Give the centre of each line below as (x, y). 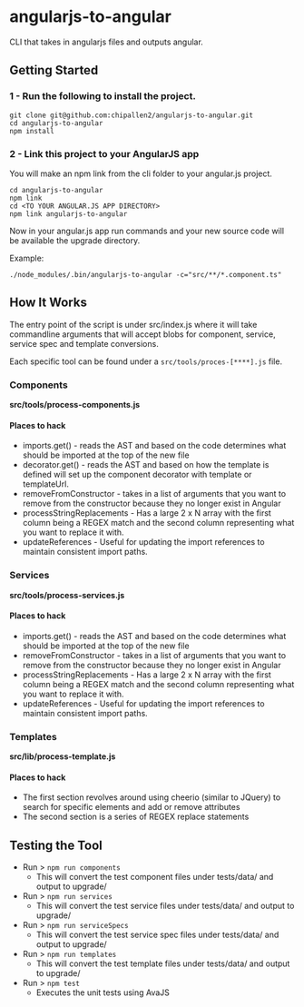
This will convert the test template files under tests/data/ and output (163, 963)
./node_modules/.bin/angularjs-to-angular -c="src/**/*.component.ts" (146, 274)
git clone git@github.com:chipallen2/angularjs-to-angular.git (132, 115)
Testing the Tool (56, 845)
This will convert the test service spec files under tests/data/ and (157, 935)
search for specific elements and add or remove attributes (131, 807)
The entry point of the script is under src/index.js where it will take (133, 324)
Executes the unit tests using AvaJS (103, 992)
